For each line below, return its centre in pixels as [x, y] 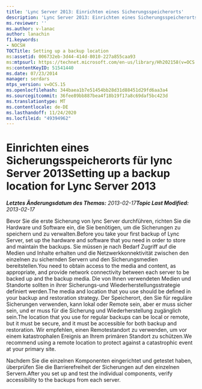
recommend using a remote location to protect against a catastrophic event [99, 343]
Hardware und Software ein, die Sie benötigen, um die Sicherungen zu [93, 228]
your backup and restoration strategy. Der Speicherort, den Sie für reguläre [99, 298]
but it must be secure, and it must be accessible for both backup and [92, 323]
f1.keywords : [23, 40]
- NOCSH [16, 46]
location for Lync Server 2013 [81, 186]
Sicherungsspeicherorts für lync [89, 161]
